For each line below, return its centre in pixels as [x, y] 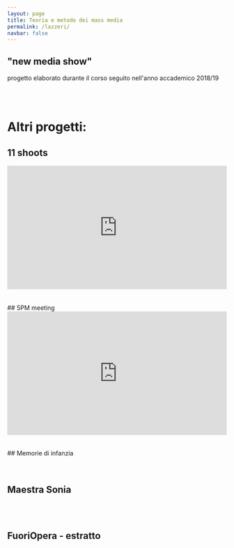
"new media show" [50, 61]
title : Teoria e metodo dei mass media [65, 20]
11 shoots [28, 153]
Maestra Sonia [39, 490]
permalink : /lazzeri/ [39, 26]
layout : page [26, 14]
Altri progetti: [47, 127]
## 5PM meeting [31, 308]
